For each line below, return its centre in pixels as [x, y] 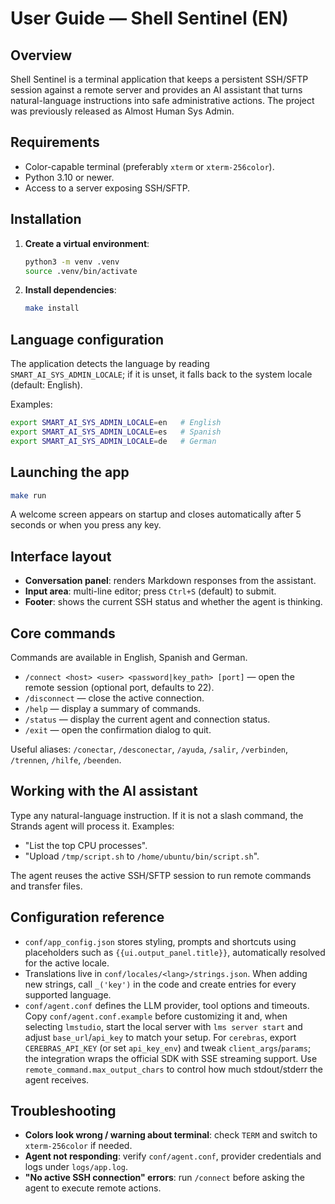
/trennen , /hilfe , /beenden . [66, 760]
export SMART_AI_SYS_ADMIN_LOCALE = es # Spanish [116, 432]
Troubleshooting [63, 1111]
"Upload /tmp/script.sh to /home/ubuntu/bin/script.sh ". [142, 856]
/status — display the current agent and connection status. [147, 719]
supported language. [68, 994]
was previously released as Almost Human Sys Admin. [122, 111]
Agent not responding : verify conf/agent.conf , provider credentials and [173, 1156]
